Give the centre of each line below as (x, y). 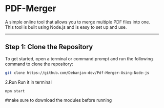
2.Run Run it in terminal (29, 82)
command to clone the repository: (39, 64)
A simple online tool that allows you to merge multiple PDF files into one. (78, 22)
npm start (15, 91)
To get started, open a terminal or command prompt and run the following (79, 58)
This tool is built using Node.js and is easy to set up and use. (66, 27)
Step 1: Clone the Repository (49, 47)
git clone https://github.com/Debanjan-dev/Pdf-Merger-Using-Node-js (77, 73)
